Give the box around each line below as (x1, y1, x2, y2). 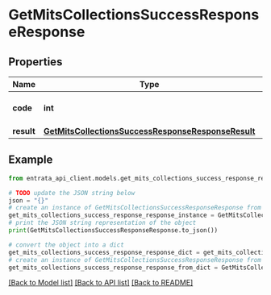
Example (8, 153, 53, 167)
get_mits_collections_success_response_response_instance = (8, 211, 215, 219)
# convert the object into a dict (8, 240, 125, 249)
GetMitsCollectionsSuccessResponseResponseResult (43, 126, 256, 136)
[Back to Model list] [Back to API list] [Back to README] (8, 278, 194, 288)
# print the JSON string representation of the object (8, 219, 197, 227)
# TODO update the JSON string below (8, 189, 135, 197)
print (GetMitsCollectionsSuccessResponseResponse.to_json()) (8, 226, 219, 235)
